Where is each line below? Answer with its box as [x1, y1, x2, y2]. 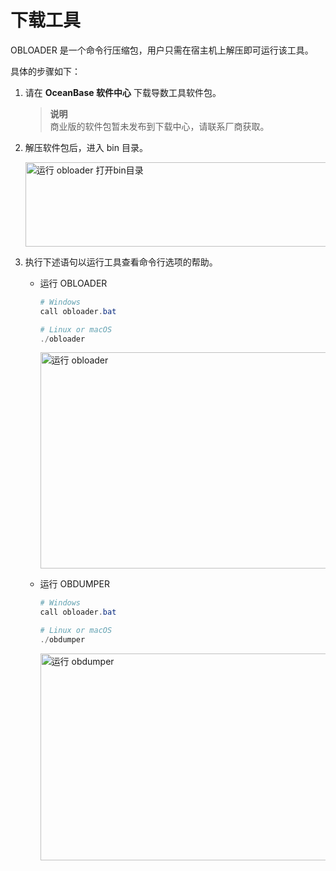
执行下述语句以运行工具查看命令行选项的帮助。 [24, 256, 218, 268]
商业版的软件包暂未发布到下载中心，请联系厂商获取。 [49, 120, 270, 132]
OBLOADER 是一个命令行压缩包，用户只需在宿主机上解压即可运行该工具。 [10, 44, 314, 56]
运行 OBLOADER [39, 277, 108, 289]
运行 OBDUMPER [39, 578, 110, 590]
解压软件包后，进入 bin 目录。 [24, 141, 148, 153]
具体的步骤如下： [10, 65, 81, 77]
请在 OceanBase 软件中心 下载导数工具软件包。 [24, 86, 222, 98]
